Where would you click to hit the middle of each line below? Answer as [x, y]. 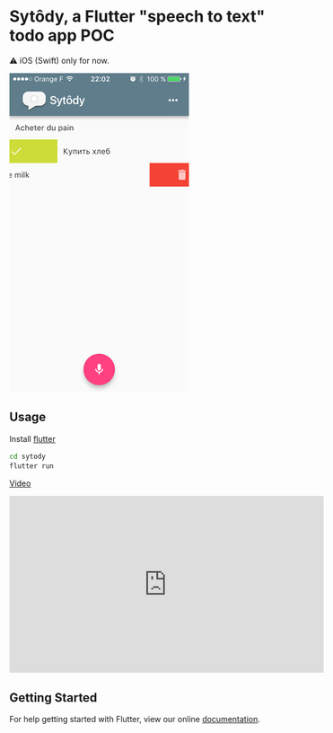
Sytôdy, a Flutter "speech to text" [137, 17]
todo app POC [62, 35]
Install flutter [32, 438]
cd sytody [28, 456]
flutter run [31, 466]
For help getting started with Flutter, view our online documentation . [135, 720]
